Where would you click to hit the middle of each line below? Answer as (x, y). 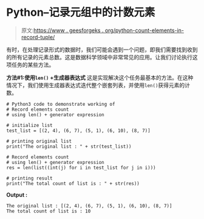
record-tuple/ (38, 37)
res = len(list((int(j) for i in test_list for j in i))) (81, 168)
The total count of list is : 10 (49, 211)
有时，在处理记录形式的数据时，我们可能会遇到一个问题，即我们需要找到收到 (102, 50)
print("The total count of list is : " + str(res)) (73, 183)
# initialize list (29, 125)
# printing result (29, 178)
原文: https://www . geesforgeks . (62, 30)
